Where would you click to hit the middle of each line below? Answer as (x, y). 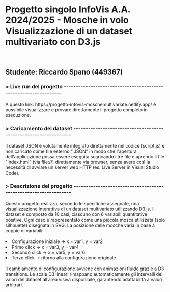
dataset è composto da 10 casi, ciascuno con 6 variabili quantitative (76, 214)
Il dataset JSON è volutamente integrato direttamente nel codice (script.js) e (85, 145)
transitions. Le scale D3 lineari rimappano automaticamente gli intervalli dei (84, 274)
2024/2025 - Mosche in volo (67, 20)
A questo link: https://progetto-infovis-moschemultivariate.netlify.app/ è (81, 104)
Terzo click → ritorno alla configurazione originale (64, 258)
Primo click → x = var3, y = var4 (46, 247)
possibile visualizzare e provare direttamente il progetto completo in (76, 110)
